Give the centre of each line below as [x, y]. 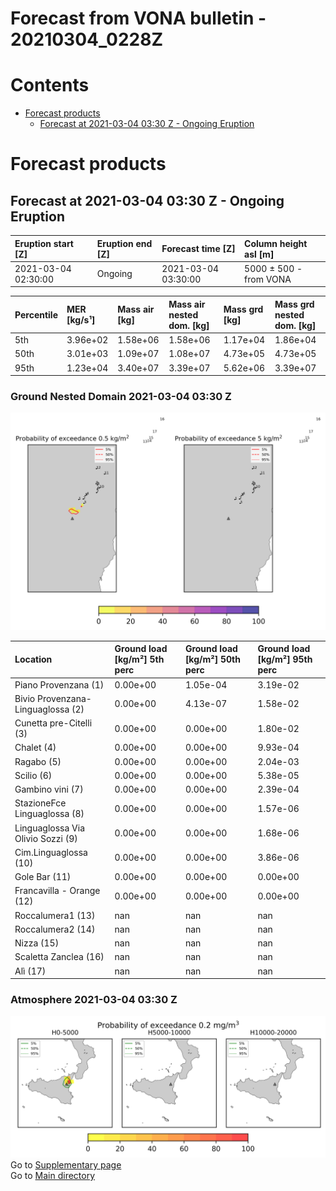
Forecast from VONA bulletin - [138, 18]
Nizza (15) [37, 943]
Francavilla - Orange [57, 891]
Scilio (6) [33, 775]
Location [33, 659]
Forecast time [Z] [198, 249]
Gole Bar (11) [43, 877]
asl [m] [259, 254]
